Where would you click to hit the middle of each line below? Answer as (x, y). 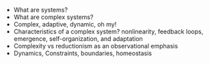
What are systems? (41, 10)
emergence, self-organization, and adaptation (78, 39)
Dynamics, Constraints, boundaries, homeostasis (83, 53)
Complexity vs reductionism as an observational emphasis (96, 46)
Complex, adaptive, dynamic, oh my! (65, 24)
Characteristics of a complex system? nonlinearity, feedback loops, (108, 31)
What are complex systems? (53, 17)
